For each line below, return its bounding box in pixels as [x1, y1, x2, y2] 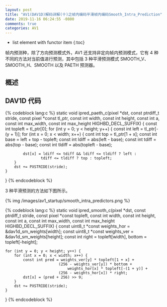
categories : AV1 [5, 26, 39, 31]
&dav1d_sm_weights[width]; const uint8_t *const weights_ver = [5, 228, 134, 234]
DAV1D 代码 [5, 97, 41, 105]
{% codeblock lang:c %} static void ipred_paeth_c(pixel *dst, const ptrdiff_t [5, 110, 160, 116]
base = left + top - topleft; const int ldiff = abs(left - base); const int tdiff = [5, 136, 157, 142]
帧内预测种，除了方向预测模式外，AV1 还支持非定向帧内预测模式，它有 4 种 [5, 50, 159, 56]
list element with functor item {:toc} [12, 39, 85, 45]
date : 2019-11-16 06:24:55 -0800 [5, 16, 75, 21]
